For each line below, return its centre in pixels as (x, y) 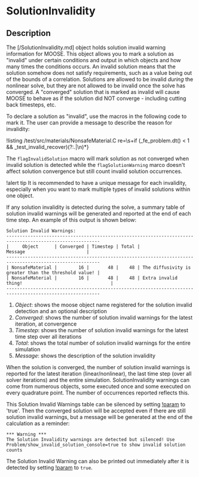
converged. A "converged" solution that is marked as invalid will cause (93, 92)
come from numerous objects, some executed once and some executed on (99, 386)
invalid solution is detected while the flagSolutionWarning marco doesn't (96, 165)
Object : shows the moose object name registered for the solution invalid (103, 305)
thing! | (60, 283)
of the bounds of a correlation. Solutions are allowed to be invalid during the (100, 79)
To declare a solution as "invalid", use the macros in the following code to (97, 116)
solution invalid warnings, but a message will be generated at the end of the (99, 417)
